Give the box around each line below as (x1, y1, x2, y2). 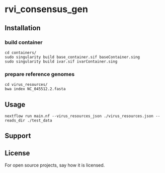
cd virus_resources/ (5, 82, 48, 87)
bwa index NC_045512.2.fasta (5, 87, 66, 92)
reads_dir (5, 118, 26, 123)
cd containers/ (5, 50, 37, 55)
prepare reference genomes (5, 71, 75, 78)
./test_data (27, 118, 52, 123)
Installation (5, 24, 41, 32)
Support (5, 132, 31, 140)
